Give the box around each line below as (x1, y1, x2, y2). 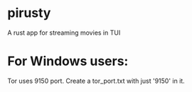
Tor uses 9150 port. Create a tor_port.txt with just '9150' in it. (7, 76, 185, 85)
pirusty (7, 5, 51, 21)
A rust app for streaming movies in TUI (7, 28, 121, 37)
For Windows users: (7, 53, 129, 69)
